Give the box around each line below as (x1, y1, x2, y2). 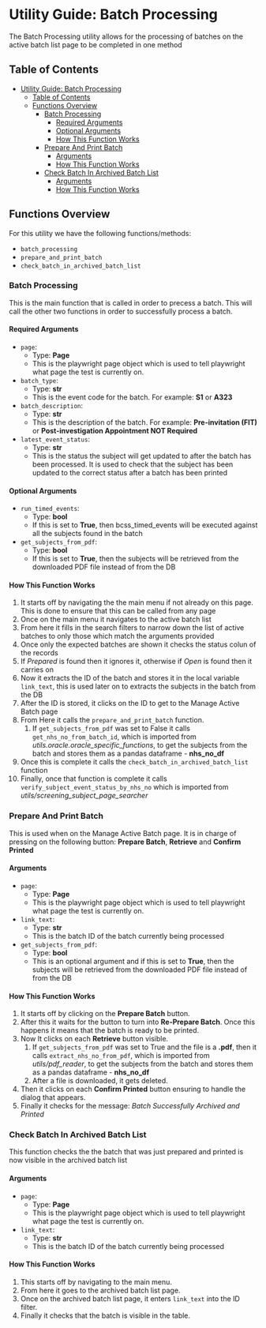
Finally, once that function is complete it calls (20, 774, 168, 783)
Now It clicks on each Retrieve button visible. (20, 1034, 169, 1044)
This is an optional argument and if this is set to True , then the (32, 956, 235, 966)
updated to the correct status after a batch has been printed (32, 468, 228, 478)
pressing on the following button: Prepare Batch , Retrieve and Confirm (9, 837, 242, 846)
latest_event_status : (20, 434, 90, 444)
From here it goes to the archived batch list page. (20, 1285, 181, 1295)
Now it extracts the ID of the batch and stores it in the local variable (20, 673, 240, 683)
